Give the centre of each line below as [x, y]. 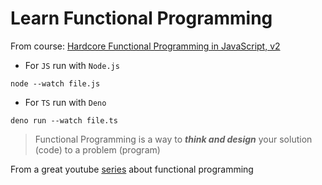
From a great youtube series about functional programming [132, 169]
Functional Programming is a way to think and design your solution [173, 139]
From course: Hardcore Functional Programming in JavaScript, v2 [145, 46]
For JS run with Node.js [72, 65]
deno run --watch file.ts [64, 120]
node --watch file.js [55, 83]
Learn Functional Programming [141, 18]
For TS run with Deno [65, 102]
